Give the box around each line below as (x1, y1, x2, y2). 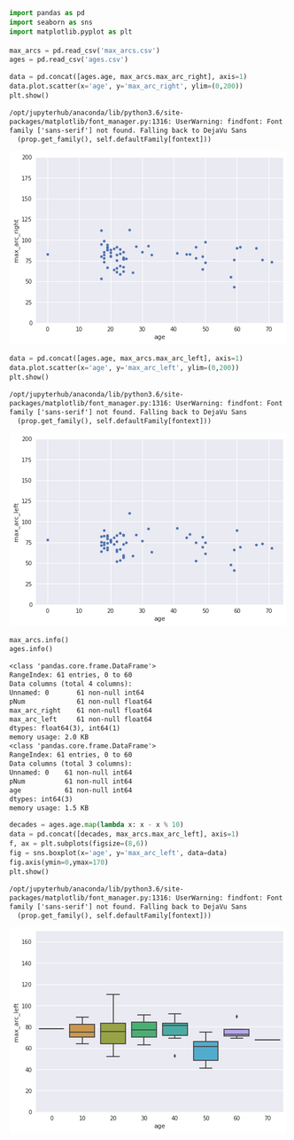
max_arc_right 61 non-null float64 (9, 706, 152, 715)
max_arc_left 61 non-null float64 (9, 715, 152, 724)
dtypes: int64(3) (9, 795, 73, 804)
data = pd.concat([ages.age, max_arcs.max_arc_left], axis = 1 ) (9, 354, 244, 363)
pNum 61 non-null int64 (9, 777, 133, 786)
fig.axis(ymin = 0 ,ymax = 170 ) (9, 858, 109, 867)
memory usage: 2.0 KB (9, 733, 89, 742)
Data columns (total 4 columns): (9, 680, 133, 688)
